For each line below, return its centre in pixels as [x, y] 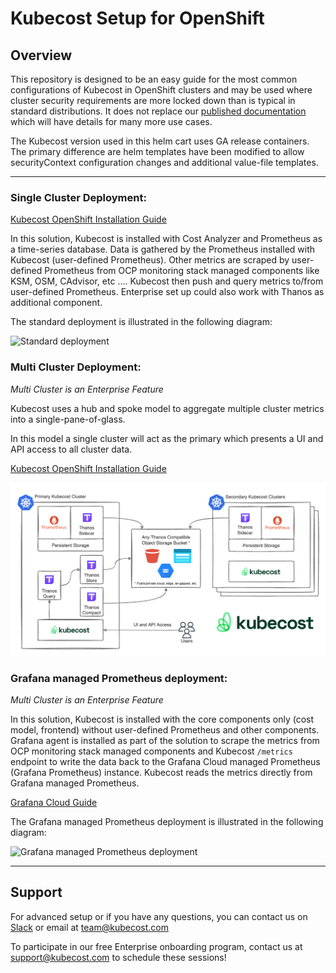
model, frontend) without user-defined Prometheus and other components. [165, 729]
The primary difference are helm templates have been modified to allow [157, 151]
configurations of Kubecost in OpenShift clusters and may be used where [161, 90]
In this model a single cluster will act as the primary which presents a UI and [167, 438]
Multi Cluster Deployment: [76, 367]
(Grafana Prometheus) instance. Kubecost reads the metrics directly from [161, 772]
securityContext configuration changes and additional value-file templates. [164, 162]
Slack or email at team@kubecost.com [89, 927]
